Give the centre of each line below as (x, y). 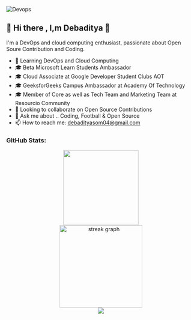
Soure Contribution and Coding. (46, 49)
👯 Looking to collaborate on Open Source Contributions (83, 109)
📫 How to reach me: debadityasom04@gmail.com (77, 122)
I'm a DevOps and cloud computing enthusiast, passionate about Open (94, 43)
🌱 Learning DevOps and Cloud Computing (67, 61)
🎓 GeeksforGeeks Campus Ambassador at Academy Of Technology (100, 85)
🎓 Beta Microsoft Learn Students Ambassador (73, 67)
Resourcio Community (42, 103)
